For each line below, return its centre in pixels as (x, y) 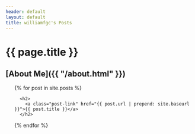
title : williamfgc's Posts (39, 23)
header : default (25, 12)
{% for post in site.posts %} (48, 88)
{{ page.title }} (42, 52)
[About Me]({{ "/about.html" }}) (65, 74)
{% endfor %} (31, 126)
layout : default (25, 17)
